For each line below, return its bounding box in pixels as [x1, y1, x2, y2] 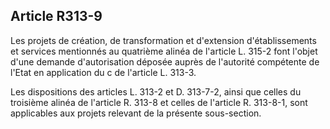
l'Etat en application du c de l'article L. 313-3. [10, 66, 197, 78]
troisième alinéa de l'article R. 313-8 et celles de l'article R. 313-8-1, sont [10, 96, 308, 108]
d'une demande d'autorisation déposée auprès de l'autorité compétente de [10, 55, 320, 68]
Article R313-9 [10, 8, 103, 25]
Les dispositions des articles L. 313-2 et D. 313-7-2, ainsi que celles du [10, 85, 302, 98]
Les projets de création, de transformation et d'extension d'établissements [10, 34, 317, 46]
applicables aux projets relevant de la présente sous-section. [10, 107, 262, 119]
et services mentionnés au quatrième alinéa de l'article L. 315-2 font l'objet [10, 45, 318, 57]
